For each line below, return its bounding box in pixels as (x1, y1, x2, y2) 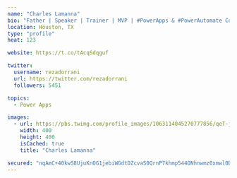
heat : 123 (7, 37, 37, 44)
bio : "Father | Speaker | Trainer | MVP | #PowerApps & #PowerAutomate (7, 17, 222, 24)
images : (7, 114, 30, 121)
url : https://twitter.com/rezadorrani (13, 75, 128, 82)
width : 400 (20, 127, 52, 134)
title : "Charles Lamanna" (20, 146, 97, 154)
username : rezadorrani (13, 69, 80, 76)
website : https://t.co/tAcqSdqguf (7, 49, 109, 57)
